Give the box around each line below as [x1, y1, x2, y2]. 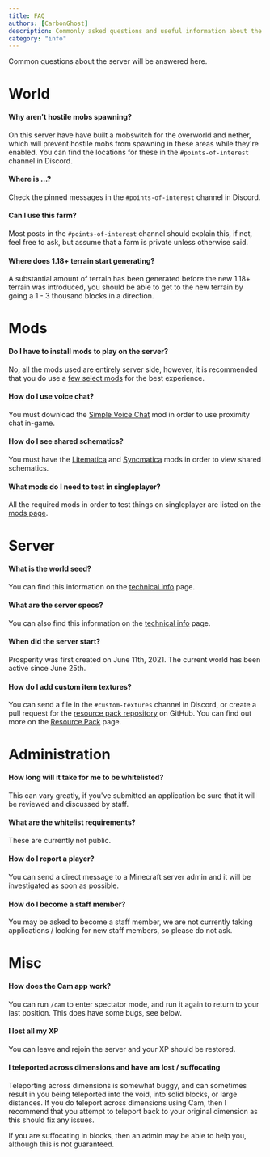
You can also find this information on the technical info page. [8, 618, 211, 627]
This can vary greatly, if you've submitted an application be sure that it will [8, 790, 256, 800]
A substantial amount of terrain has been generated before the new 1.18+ [8, 274, 251, 284]
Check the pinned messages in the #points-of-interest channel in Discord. [8, 192, 261, 202]
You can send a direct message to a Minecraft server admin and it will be [8, 872, 251, 882]
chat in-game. [8, 418, 55, 428]
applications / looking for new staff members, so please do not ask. [8, 926, 233, 935]
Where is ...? [8, 175, 52, 184]
